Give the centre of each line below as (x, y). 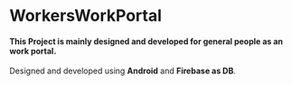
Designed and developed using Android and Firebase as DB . (123, 71)
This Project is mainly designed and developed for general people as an (146, 41)
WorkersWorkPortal (86, 16)
